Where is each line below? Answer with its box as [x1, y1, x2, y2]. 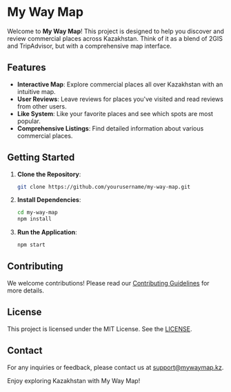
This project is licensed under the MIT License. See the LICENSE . [7, 324, 192, 333]
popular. [17, 117, 41, 125]
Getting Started [7, 151, 75, 163]
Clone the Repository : [17, 170, 81, 178]
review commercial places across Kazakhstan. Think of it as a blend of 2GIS [7, 34, 223, 42]
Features [7, 62, 46, 73]
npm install [17, 216, 52, 223]
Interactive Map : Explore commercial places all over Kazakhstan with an [17, 80, 223, 88]
